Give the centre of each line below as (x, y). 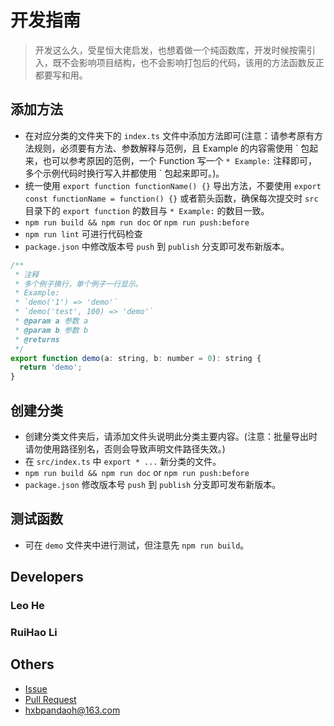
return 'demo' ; (51, 367)
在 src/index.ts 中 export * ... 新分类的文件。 (123, 461)
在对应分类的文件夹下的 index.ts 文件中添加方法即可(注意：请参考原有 (169, 135)
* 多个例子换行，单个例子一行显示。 (78, 284)
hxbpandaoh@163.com (72, 710)
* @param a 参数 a (51, 321)
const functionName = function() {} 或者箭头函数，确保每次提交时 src (171, 198)
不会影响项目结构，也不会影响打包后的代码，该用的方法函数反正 (193, 62)
